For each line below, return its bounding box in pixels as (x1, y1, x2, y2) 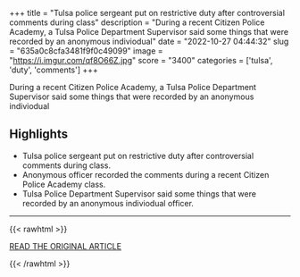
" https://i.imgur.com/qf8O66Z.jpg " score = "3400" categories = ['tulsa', (9, 55, 273, 65)
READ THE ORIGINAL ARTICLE (9, 240, 122, 251)
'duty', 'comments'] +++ (9, 64, 98, 75)
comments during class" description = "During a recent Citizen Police (9, 17, 265, 28)
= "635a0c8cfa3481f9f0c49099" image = (9, 46, 163, 56)
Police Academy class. (21, 179, 106, 189)
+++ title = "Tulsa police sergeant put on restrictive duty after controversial (9, 8, 286, 18)
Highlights (9, 127, 69, 142)
